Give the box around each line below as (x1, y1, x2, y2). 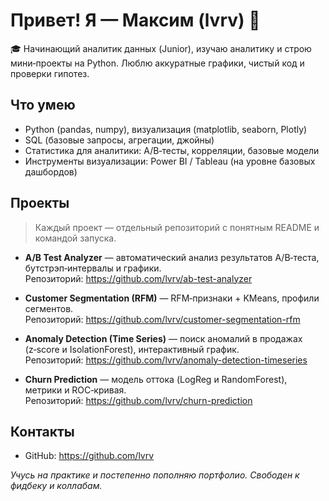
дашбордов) (24, 165, 78, 178)
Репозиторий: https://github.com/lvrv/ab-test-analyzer (24, 272, 253, 284)
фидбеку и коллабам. (10, 480, 103, 492)
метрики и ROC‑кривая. (24, 384, 127, 396)
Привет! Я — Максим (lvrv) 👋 (10, 9, 261, 32)
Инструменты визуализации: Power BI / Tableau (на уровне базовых (24, 155, 316, 167)
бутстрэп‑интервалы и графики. (24, 262, 162, 274)
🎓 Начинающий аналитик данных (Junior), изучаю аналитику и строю (10, 42, 312, 54)
